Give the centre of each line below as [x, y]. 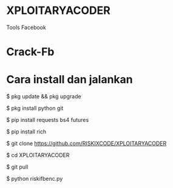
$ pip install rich [26, 132]
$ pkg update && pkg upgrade [44, 96]
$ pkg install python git [35, 108]
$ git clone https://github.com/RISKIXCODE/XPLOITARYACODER [86, 144]
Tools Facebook [26, 27]
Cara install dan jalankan [70, 80]
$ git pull [17, 167]
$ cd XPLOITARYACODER [38, 155]
